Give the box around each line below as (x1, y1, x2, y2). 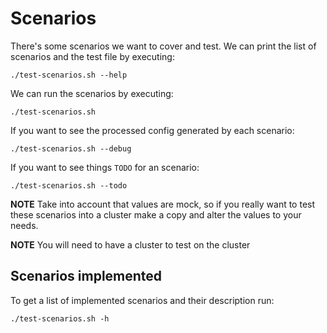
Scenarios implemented (10, 268, 163, 285)
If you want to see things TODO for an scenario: (10, 161, 200, 173)
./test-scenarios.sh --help (10, 70, 128, 80)
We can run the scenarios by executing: (10, 87, 174, 99)
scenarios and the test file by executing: (10, 50, 175, 62)
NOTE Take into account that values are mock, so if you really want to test (10, 198, 316, 210)
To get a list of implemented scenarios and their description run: (10, 294, 275, 306)
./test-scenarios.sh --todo (10, 180, 128, 191)
